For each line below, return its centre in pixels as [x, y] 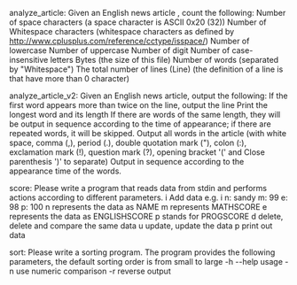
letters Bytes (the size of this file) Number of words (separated [164, 60]
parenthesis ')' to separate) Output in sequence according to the [127, 162]
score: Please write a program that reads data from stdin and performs [138, 188]
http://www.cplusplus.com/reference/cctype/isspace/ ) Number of [129, 41]
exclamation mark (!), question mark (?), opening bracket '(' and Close [137, 152]
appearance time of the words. [66, 171]
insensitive [29, 60]
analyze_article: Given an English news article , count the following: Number [148, 13]
